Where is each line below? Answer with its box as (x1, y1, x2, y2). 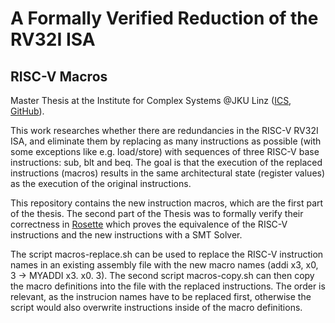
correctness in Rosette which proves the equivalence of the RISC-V (10, 218, 288, 230)
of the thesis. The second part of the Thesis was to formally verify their (10, 208, 304, 219)
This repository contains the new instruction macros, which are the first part (10, 197, 324, 209)
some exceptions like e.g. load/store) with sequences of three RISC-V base (10, 146, 320, 157)
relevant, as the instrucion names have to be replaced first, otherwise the (10, 291, 312, 302)
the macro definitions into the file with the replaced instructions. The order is (10, 280, 326, 292)
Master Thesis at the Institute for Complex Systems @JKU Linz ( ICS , (10, 95, 292, 106)
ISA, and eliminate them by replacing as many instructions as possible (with (10, 135, 322, 147)
